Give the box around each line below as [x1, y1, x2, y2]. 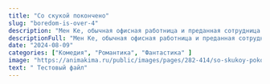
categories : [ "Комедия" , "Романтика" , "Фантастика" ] [8, 49, 193, 57]
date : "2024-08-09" [8, 42, 74, 50]
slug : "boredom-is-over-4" [8, 19, 99, 27]
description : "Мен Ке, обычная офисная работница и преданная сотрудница [8, 26, 261, 34]
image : [8, 57, 31, 65]
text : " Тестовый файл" [8, 64, 88, 72]
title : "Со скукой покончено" [8, 11, 110, 20]
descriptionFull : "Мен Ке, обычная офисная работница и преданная [8, 34, 235, 42]
